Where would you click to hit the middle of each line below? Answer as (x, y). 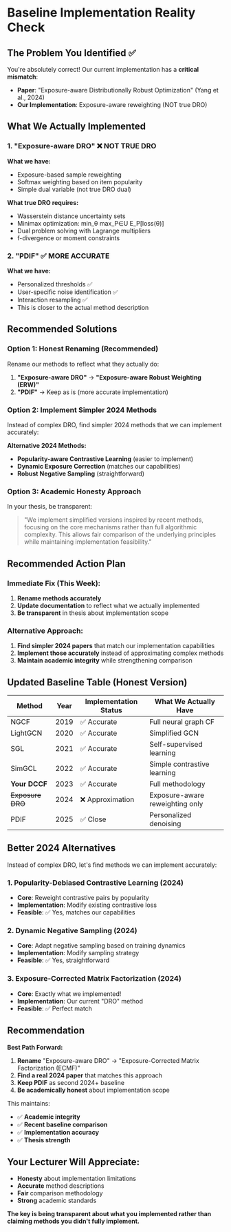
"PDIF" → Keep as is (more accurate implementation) (92, 392)
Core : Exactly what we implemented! (69, 994)
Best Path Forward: (35, 1047)
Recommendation (46, 1031)
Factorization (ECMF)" (48, 1068)
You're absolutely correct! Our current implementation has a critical (103, 69)
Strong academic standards (57, 1201)
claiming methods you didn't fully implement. (73, 1221)
